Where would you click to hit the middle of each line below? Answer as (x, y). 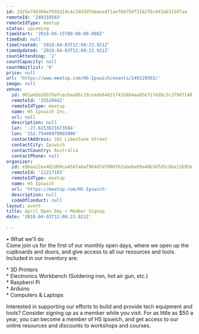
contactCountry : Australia (45, 150)
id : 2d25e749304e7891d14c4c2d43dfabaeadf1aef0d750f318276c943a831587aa (97, 12)
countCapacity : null (32, 61)
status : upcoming (28, 28)
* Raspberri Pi (23, 282)
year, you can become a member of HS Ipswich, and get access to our (92, 319)
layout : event (24, 206)
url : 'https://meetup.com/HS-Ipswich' (60, 189)
